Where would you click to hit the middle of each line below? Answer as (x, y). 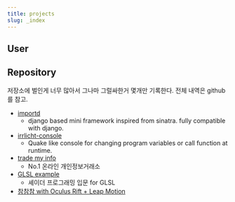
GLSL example (38, 174)
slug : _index (26, 20)
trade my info (36, 158)
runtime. (40, 150)
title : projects (31, 14)
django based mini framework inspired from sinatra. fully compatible (127, 121)
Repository (32, 73)
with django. (46, 128)
